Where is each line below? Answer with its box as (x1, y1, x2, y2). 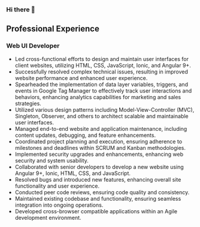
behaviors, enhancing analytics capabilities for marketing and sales (14, 93, 181, 100)
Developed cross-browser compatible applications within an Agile (14, 207, 178, 214)
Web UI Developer (6, 42, 60, 50)
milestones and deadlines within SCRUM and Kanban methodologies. (14, 144, 186, 151)
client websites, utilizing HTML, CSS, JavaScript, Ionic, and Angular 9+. (14, 62, 192, 69)
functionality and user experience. (14, 182, 100, 189)
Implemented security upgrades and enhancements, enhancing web (14, 151, 184, 158)
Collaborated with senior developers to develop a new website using (14, 163, 184, 170)
